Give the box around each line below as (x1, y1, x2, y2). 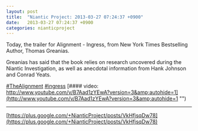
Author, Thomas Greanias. (6, 48, 70, 55)
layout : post (6, 8, 38, 15)
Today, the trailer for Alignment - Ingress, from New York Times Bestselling (6, 41, 188, 48)
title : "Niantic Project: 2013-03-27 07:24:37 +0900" (6, 14, 144, 20)
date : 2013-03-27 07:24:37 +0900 (6, 19, 94, 25)
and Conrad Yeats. (6, 71, 51, 78)
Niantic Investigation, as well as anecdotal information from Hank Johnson (6, 65, 187, 72)
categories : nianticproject (6, 25, 75, 31)
